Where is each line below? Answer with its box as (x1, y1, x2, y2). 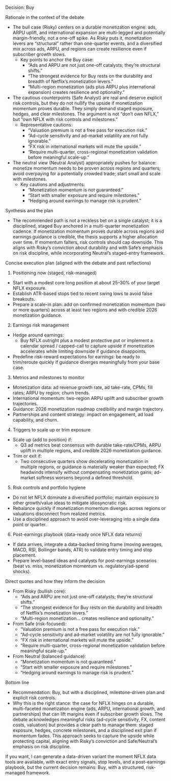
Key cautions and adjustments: (20, 181, 85, 187)
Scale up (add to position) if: (12, 436, 72, 443)
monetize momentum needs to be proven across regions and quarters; (12, 165, 161, 171)
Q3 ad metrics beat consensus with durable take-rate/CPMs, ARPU (20, 442, 161, 448)
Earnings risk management (12, 322, 69, 328)
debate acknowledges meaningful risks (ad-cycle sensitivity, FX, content (12, 717, 165, 722)
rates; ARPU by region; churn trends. (12, 390, 90, 396)
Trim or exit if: (12, 453, 42, 459)
